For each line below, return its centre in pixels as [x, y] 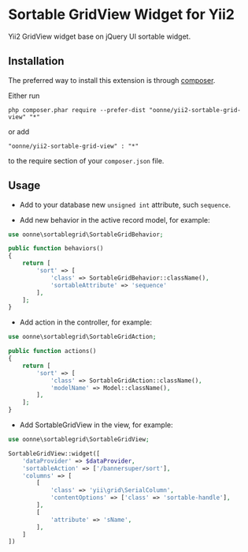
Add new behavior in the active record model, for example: [115, 220]
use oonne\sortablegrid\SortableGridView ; [79, 440]
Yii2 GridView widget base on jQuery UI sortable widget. [100, 36]
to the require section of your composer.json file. [86, 160]
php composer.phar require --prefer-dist [77, 110]
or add [19, 131]
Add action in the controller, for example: [85, 322]
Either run [24, 96]
